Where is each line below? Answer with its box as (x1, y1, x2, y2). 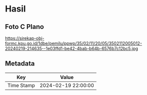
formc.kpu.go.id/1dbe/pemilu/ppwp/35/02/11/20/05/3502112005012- (5, 41, 142, 46)
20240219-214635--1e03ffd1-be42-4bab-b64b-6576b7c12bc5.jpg (5, 46, 138, 51)
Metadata (5, 59, 35, 68)
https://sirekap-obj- (5, 35, 45, 41)
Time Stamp (7, 82, 35, 89)
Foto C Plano (5, 23, 44, 31)
